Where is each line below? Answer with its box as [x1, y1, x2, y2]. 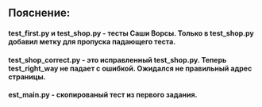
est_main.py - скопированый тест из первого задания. [8, 90, 198, 100]
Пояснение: [8, 6, 71, 20]
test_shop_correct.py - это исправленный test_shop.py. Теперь [8, 55, 227, 64]
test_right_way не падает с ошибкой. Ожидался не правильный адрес [8, 63, 252, 73]
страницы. [8, 71, 46, 82]
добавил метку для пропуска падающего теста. [8, 36, 176, 46]
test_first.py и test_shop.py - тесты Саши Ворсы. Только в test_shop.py [8, 28, 254, 38]
